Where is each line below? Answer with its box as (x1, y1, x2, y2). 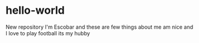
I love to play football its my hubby (5, 29, 91, 36)
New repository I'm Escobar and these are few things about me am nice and (5, 23, 194, 30)
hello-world (5, 4, 65, 17)
